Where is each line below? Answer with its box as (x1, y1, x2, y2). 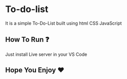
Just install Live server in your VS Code (5, 51, 88, 57)
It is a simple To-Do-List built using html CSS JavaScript (5, 20, 122, 26)
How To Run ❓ (5, 35, 50, 44)
